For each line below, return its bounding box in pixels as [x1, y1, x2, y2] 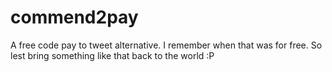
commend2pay [10, 6, 139, 29]
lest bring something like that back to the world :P [10, 49, 215, 61]
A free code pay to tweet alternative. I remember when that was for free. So [10, 39, 323, 51]
